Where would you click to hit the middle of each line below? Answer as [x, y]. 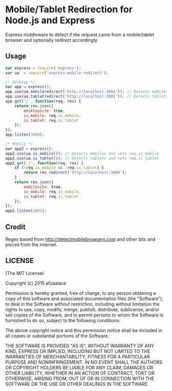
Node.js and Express [50, 20]
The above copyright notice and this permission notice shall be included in [84, 330]
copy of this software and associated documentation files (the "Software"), [84, 299]
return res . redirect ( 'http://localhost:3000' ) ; [75, 173]
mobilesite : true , [43, 187]
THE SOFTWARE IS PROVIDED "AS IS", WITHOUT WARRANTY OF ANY [80, 346]
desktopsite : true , [45, 111]
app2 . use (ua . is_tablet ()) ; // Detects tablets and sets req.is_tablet [82, 158]
